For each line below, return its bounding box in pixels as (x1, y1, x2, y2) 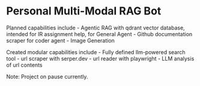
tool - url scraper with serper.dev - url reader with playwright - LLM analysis (6, 55, 195, 62)
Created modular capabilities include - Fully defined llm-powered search (6, 48, 186, 55)
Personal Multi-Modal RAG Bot (6, 4, 162, 18)
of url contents (6, 61, 43, 69)
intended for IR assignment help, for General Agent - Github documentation (6, 30, 193, 37)
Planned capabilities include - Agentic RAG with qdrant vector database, (6, 24, 185, 31)
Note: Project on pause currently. (6, 73, 88, 80)
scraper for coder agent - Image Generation (6, 37, 115, 44)
